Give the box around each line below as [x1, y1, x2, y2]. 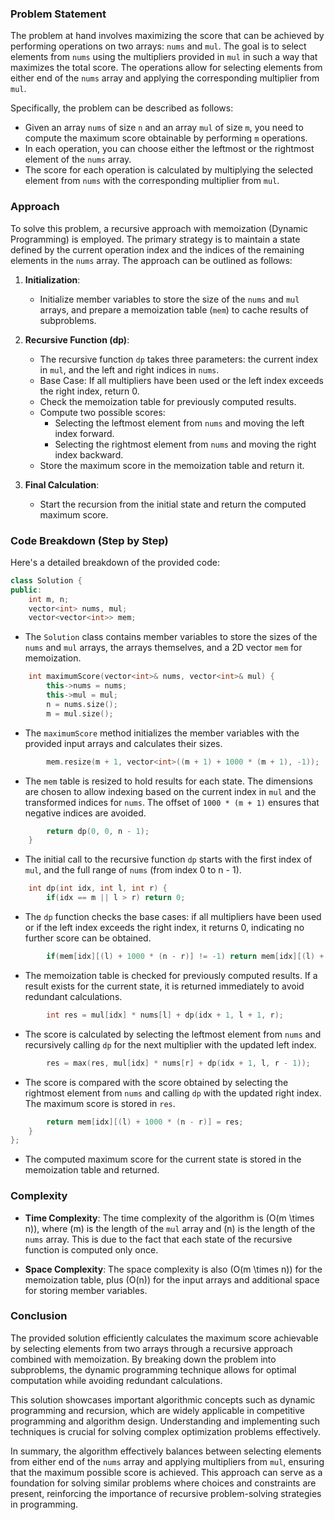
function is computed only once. [24, 1243, 159, 1256]
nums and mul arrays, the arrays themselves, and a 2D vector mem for [24, 642, 303, 654]
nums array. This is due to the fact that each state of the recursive [24, 1233, 293, 1245]
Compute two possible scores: [39, 406, 166, 418]
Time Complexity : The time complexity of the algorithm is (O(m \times [24, 1212, 315, 1224]
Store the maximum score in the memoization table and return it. [39, 459, 305, 471]
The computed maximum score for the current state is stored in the [24, 1153, 302, 1166]
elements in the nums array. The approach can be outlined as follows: [10, 254, 293, 266]
